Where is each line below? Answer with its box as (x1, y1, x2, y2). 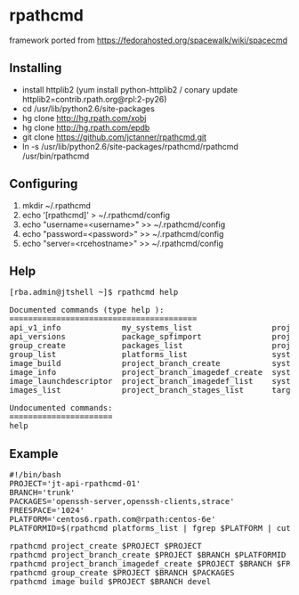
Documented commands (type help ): (9, 305, 165, 315)
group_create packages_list (9, 340, 183, 351)
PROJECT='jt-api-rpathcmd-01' (9, 478, 141, 489)
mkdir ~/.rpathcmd (21, 200, 92, 210)
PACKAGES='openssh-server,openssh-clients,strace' (9, 496, 235, 507)
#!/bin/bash (9, 469, 61, 480)
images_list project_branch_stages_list (9, 385, 245, 395)
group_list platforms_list (9, 349, 189, 360)
